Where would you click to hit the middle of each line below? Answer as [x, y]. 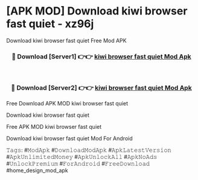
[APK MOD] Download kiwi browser [97, 11]
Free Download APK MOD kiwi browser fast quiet [67, 103]
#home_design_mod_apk [37, 170]
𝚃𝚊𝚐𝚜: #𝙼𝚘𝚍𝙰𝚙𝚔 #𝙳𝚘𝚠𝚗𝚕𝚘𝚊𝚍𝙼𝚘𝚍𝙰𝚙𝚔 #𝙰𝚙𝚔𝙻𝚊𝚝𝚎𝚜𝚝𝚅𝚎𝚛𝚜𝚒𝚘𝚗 [89, 150]
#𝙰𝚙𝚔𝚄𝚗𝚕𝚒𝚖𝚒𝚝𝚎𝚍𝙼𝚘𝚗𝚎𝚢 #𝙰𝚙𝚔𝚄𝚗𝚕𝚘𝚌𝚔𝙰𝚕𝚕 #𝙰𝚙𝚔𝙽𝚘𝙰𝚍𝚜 [82, 157]
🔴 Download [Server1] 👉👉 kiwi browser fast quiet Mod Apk [101, 57]
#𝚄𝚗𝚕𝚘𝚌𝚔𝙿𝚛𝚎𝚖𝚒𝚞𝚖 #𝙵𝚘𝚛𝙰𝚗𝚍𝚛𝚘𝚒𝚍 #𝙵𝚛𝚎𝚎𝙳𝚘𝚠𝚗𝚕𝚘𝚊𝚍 [78, 163]
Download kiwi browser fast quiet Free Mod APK [66, 40]
